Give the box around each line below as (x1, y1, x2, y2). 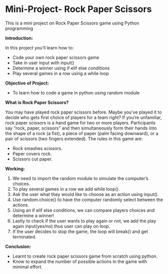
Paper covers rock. (12, 150, 52, 156)
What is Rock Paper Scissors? (5, 99, 69, 105)
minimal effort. (12, 263, 43, 269)
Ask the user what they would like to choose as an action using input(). (12, 191, 159, 197)
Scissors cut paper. (12, 156, 53, 162)
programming (5, 25, 34, 31)
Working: (5, 165, 25, 171)
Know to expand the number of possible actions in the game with (12, 258, 147, 264)
